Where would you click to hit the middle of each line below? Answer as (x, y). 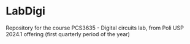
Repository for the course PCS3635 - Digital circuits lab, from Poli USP (95, 28)
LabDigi (25, 11)
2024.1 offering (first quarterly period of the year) (68, 34)
